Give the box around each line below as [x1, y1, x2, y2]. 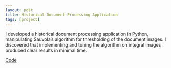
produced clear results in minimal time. [5, 47, 88, 54]
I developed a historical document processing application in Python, [5, 31, 148, 37]
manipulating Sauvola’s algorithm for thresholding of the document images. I [5, 36, 166, 42]
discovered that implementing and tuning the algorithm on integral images [5, 42, 161, 48]
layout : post [5, 7, 33, 13]
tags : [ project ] [5, 17, 40, 22]
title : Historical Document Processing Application [5, 12, 118, 17]
